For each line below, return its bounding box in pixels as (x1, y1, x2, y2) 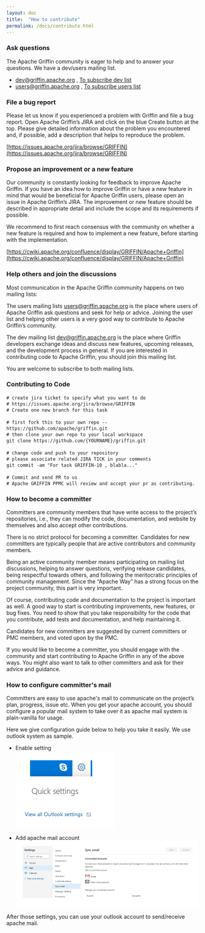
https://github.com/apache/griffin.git (6, 425, 108, 432)
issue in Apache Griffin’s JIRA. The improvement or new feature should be (6, 198, 192, 206)
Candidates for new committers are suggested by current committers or (6, 628, 187, 635)
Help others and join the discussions (6, 270, 117, 279)
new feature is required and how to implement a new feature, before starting (6, 230, 198, 237)
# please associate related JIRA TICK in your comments (6, 456, 151, 462)
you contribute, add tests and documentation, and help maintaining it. (6, 616, 181, 623)
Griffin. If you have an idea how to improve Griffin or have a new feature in (6, 185, 193, 193)
